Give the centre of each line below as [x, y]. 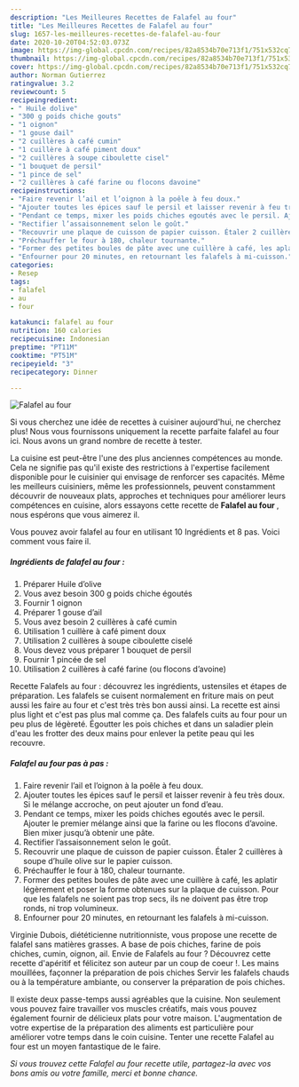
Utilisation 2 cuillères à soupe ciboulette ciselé [108, 641]
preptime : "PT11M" [44, 347]
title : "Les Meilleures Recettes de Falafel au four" [112, 26]
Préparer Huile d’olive [62, 584]
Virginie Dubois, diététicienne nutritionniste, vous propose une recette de [144, 935]
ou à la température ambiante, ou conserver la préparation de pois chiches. [148, 982]
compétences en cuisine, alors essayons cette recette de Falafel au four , [145, 505]
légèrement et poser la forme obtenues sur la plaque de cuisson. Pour [151, 890]
